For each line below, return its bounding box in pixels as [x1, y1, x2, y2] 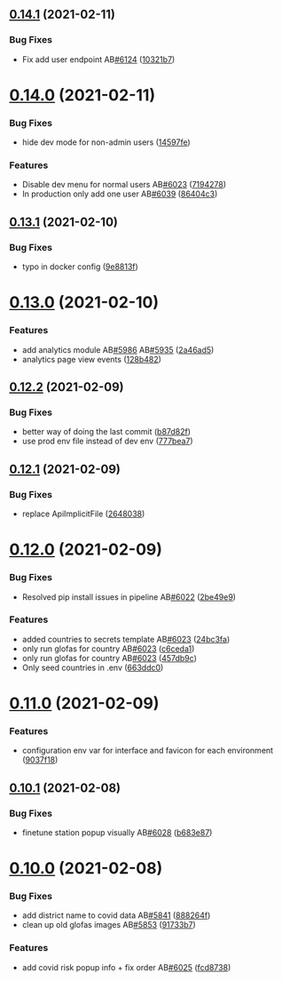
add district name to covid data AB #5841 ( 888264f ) [21, 910, 211, 921]
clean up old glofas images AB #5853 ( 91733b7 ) [21, 920, 197, 930]
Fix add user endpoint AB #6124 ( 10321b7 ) [21, 53, 176, 65]
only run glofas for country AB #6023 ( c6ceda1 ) [21, 643, 195, 654]
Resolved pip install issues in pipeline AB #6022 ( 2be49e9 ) [21, 591, 237, 602]
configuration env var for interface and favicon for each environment [21, 746, 273, 756]
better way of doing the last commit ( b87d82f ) [21, 427, 192, 437]
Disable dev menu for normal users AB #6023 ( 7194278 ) [21, 179, 227, 190]
